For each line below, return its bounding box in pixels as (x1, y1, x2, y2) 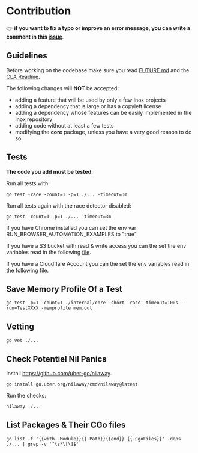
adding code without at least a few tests (14, 122, 114, 129)
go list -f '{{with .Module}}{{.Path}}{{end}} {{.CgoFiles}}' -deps (6, 436, 181, 442)
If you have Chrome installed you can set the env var (6, 224, 137, 231)
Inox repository (14, 116, 53, 123)
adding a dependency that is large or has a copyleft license (14, 102, 162, 109)
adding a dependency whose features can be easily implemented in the (14, 109, 192, 116)
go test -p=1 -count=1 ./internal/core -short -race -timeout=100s (6, 300, 179, 306)
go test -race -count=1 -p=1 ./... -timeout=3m (6, 191, 128, 197)
